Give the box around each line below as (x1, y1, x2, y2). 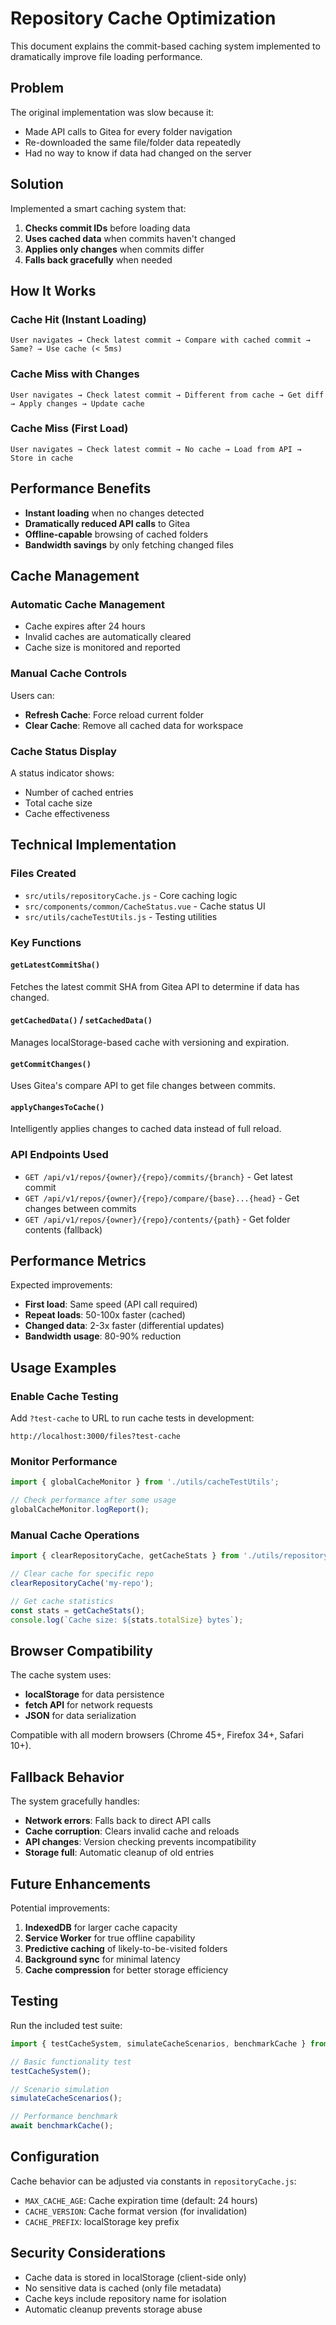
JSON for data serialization (24, 1710, 137, 1722)
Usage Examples (10, 1359, 117, 1376)
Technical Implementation (10, 837, 177, 854)
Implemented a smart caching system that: (10, 202, 187, 214)
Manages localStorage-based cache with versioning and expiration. (10, 1036, 290, 1048)
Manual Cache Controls (10, 667, 128, 681)
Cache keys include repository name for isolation (24, 2292, 227, 2304)
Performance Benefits (10, 480, 152, 497)
